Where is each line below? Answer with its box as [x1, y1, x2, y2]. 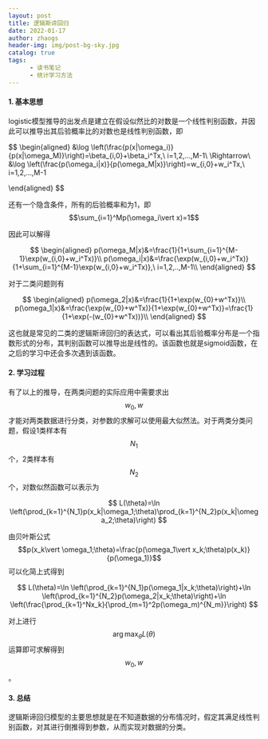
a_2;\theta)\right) [100, 515, 157, 525]
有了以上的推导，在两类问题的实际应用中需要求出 [8, 387, 169, 397]
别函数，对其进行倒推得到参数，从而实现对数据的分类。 [8, 722, 190, 732]
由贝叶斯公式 [8, 532, 50, 541]
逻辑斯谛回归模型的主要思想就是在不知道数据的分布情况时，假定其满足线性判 [8, 713, 260, 722]
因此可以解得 [8, 229, 50, 238]
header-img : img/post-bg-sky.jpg [8, 42, 120, 50]
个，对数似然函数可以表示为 [8, 482, 100, 492]
